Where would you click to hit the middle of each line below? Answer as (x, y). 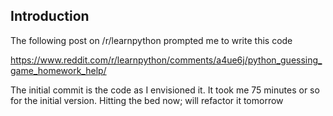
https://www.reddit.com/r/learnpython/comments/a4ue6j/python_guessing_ (166, 60)
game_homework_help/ (58, 70)
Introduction (50, 16)
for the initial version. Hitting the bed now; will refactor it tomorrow (147, 100)
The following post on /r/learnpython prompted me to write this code (151, 40)
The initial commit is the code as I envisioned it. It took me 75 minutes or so (165, 90)
